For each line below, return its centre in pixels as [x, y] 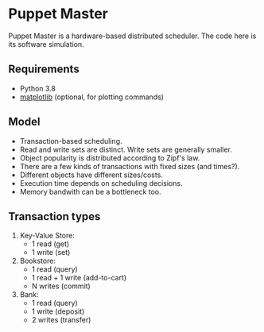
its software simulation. [47, 44]
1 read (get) [50, 244]
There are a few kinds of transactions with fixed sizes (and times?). [130, 166]
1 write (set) [51, 253]
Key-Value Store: [47, 236]
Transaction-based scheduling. [71, 141]
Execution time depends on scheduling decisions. [101, 183]
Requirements [44, 69]
